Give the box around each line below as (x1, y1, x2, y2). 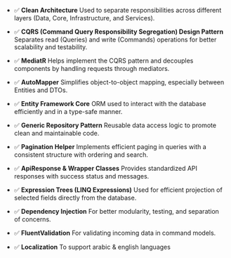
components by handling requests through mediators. (13, 65, 170, 72)
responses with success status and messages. (13, 172, 150, 180)
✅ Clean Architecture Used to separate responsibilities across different (13, 6, 222, 14)
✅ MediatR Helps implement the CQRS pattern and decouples (13, 56, 194, 65)
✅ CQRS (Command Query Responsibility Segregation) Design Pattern (13, 27, 223, 36)
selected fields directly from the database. (13, 193, 137, 202)
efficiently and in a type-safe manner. (13, 108, 123, 115)
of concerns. (13, 215, 51, 224)
